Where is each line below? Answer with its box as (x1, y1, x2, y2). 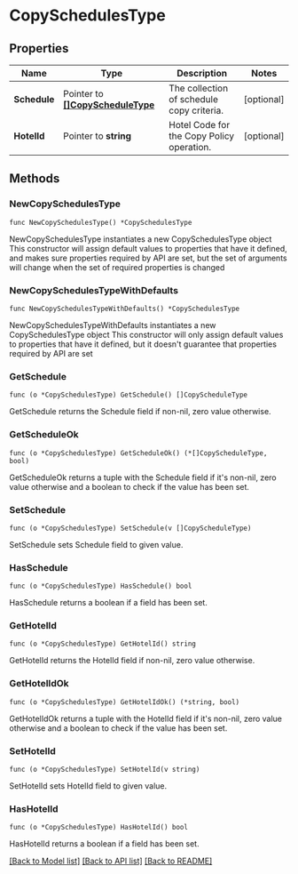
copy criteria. (168, 104, 224, 116)
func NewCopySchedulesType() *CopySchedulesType (9, 218, 192, 227)
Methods (9, 171, 60, 187)
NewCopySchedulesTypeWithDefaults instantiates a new (9, 319, 216, 330)
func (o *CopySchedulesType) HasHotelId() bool (9, 823, 189, 832)
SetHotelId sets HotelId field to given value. (9, 781, 168, 791)
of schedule (168, 93, 219, 105)
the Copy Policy (168, 130, 235, 142)
